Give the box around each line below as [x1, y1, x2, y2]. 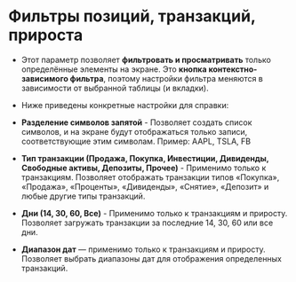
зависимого [20, 73, 68, 83]
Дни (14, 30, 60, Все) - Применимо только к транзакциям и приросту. [20, 208, 288, 218]
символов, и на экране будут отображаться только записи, [20, 126, 248, 137]
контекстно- [208, 64, 258, 74]
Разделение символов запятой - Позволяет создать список [20, 117, 252, 128]
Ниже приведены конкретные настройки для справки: [20, 99, 229, 110]
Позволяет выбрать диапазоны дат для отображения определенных [20, 253, 282, 263]
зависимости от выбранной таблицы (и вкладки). [20, 82, 210, 93]
